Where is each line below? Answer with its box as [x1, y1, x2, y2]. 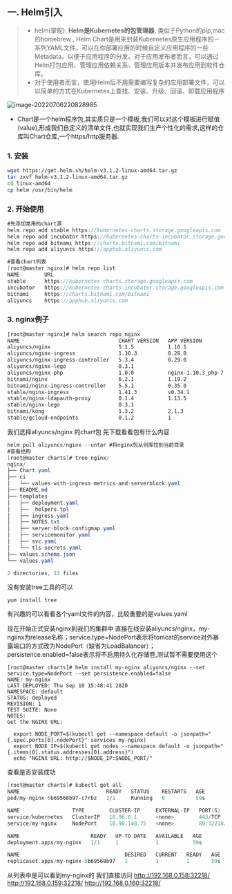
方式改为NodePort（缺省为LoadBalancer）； [30, 642, 155, 650]
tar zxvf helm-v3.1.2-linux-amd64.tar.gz [7, 174, 128, 180]
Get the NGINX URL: [7, 718, 64, 726]
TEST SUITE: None [7, 707, 57, 714]
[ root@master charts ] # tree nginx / [7, 454, 110, 461]
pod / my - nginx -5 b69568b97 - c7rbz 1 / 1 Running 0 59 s [7, 794, 206, 802]
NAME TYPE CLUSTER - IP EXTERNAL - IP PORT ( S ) [7, 808, 221, 814]
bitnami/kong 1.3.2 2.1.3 [7, 408, 184, 415]
